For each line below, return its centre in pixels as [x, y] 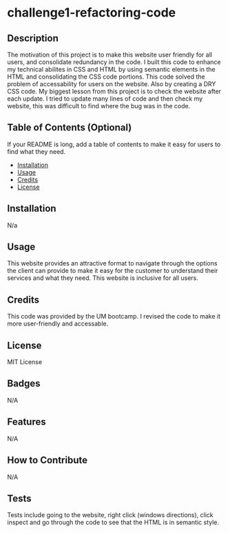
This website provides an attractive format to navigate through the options [112, 263]
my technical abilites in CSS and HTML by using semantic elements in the [111, 69]
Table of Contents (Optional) [70, 128]
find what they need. [37, 151]
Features [27, 422]
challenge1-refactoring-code [92, 13]
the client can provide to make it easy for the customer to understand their [113, 271]
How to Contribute [48, 460]
